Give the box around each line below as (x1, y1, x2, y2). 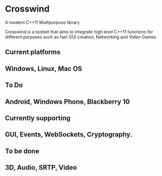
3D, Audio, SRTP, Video (5, 163, 77, 172)
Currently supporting (5, 114, 71, 122)
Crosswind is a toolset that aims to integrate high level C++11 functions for (5, 29, 153, 34)
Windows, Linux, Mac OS (5, 64, 82, 73)
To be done (5, 147, 40, 155)
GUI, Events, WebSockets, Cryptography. (5, 130, 132, 139)
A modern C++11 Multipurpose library (5, 19, 80, 25)
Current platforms (5, 48, 61, 56)
